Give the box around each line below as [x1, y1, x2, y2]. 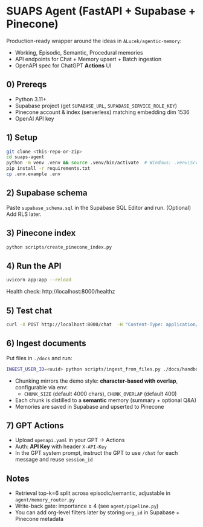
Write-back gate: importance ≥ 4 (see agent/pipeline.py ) [14, 502, 159, 510]
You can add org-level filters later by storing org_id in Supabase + [14, 509, 180, 516]
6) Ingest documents [6, 338, 86, 349]
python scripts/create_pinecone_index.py [6, 244, 112, 250]
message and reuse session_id [14, 456, 93, 463]
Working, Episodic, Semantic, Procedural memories [14, 49, 143, 56]
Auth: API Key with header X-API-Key [14, 443, 107, 450]
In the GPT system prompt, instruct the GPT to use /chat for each [14, 449, 178, 457]
